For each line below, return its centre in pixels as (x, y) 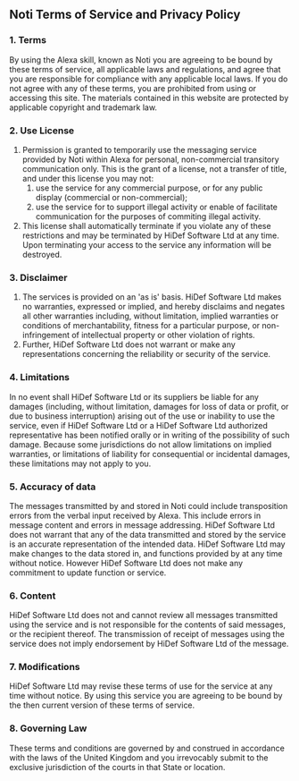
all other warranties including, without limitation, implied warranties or (150, 316)
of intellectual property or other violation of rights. (163, 335)
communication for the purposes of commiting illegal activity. (148, 216)
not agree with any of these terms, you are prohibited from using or (133, 88)
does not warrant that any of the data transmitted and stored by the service (148, 534)
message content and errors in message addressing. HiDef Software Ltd (142, 525)
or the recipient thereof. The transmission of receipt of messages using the (147, 634)
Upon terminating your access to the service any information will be (147, 244)
